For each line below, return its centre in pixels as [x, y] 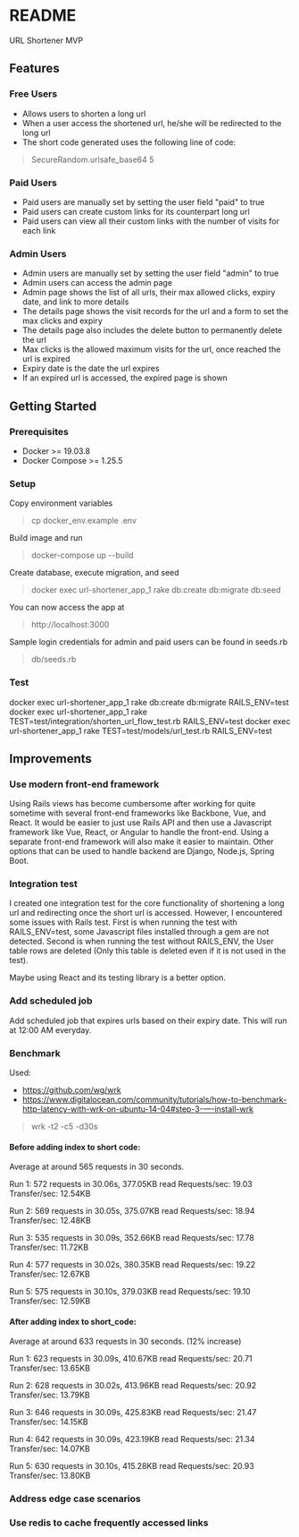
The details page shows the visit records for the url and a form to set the [155, 312]
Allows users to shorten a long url [84, 114]
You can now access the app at [67, 607]
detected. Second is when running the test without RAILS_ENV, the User [141, 942]
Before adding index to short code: [75, 1147]
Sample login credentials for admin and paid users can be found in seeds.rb [149, 642]
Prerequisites [39, 431]
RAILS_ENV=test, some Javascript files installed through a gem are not [139, 932]
